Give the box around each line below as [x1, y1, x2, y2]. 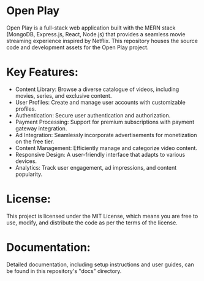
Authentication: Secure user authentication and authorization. [15, 111, 171, 119]
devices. [15, 157, 37, 165]
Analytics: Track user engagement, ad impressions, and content [15, 164, 177, 171]
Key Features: [6, 65, 78, 79]
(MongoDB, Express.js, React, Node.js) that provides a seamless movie [6, 30, 186, 38]
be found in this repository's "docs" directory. [6, 267, 122, 274]
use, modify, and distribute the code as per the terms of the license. [6, 219, 178, 226]
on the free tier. [15, 138, 55, 145]
